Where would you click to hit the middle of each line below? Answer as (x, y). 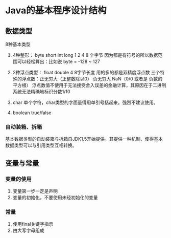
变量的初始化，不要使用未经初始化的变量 (55, 197)
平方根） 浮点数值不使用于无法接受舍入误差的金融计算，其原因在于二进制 (89, 85)
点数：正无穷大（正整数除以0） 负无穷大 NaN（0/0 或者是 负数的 (94, 79)
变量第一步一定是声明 (35, 191)
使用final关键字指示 (33, 224)
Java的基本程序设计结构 (56, 10)
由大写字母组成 (28, 230)
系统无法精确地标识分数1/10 (41, 92)
